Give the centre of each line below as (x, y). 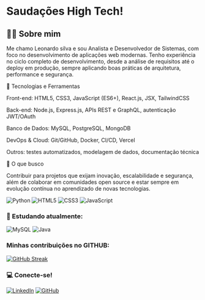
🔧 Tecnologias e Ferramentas (43, 86)
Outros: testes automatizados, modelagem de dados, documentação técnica (103, 152)
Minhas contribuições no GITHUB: (58, 246)
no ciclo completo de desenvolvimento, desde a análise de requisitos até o (100, 61)
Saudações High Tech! (65, 11)
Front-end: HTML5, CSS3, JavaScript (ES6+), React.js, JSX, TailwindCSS (98, 98)
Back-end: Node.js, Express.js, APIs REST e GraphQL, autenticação (91, 110)
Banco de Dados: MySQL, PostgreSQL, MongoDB (69, 128)
